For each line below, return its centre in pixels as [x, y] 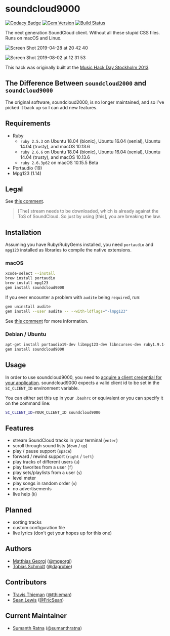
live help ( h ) [25, 494]
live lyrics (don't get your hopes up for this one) [62, 533]
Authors [18, 549]
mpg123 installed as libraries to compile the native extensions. [69, 250]
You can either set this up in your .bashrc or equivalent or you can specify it [84, 398]
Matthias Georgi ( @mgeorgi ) [42, 561]
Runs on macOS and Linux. [33, 38]
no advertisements [32, 489]
